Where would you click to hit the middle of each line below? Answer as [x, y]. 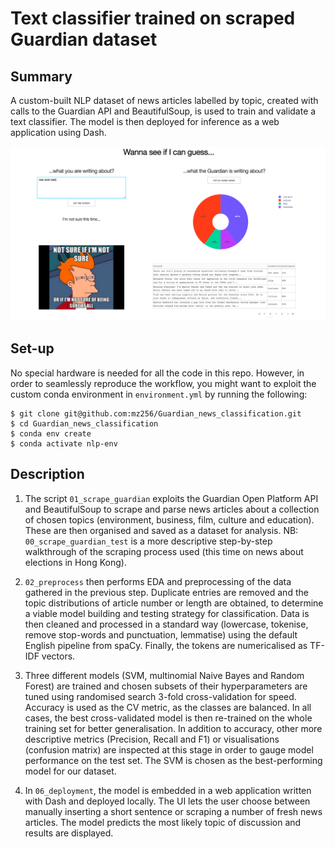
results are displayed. [69, 833]
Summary [41, 76]
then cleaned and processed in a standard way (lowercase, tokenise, [166, 624]
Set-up [32, 348]
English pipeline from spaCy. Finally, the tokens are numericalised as [166, 645]
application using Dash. [58, 132]
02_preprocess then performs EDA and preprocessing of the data [158, 581]
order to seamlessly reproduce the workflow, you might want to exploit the [163, 383]
